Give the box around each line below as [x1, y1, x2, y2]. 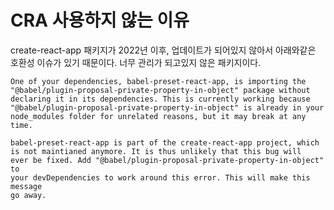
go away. [10, 190, 47, 200]
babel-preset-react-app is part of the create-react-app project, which [10, 137, 320, 148]
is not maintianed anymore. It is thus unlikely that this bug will [10, 146, 302, 156]
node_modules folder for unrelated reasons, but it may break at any [10, 111, 307, 121]
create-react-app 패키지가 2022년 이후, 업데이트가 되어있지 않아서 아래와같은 [10, 44, 317, 56]
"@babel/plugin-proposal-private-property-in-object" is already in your [10, 102, 325, 113]
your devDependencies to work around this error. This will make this [10, 172, 311, 183]
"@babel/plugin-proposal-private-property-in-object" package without [10, 85, 311, 95]
